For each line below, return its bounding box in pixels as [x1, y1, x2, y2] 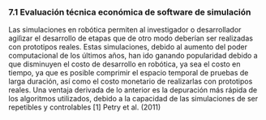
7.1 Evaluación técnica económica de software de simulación [8, 6, 251, 18]
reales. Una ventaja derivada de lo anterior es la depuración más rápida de [8, 85, 258, 95]
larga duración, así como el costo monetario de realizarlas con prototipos [8, 76, 253, 87]
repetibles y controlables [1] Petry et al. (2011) [8, 102, 161, 112]
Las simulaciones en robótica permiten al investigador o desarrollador [8, 25, 242, 35]
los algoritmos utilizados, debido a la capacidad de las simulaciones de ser [8, 94, 259, 104]
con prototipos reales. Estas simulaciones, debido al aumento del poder [8, 42, 248, 52]
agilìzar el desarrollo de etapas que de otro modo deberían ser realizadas [8, 33, 254, 43]
